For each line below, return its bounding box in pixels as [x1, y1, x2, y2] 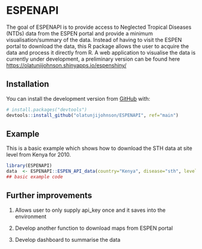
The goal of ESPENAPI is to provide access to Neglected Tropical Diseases [6, 23, 192, 31]
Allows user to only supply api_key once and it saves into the [14, 206, 166, 214]
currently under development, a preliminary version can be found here [6, 55, 180, 62]
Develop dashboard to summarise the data [14, 236, 121, 243]
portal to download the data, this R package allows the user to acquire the [6, 43, 189, 50]
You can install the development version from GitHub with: [6, 95, 150, 102]
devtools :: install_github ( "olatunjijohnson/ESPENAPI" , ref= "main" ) [6, 112, 179, 118]
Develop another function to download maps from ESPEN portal [14, 224, 173, 232]
